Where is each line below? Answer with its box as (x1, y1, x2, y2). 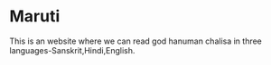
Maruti (9, 6, 61, 27)
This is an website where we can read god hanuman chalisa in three (9, 36, 262, 46)
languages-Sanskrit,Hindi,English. (9, 45, 135, 55)
